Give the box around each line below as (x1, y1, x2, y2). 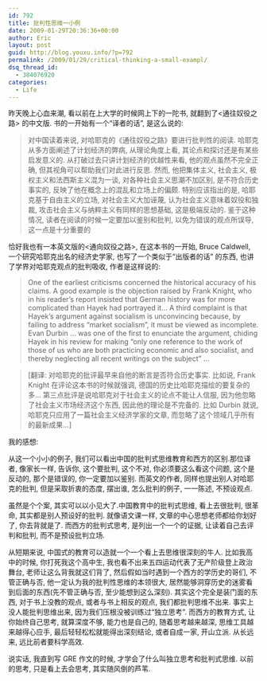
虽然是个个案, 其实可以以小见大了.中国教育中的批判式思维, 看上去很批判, (8, 501, 244, 511)
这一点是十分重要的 (27, 225, 91, 235)
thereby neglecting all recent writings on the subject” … (27, 354, 210, 363)
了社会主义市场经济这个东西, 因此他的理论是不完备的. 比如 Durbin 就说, (27, 400, 259, 410)
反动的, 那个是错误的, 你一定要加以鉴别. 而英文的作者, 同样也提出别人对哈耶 (8, 474, 254, 483)
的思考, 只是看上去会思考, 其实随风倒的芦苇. (8, 664, 151, 674)
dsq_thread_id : (8, 64, 59, 72)
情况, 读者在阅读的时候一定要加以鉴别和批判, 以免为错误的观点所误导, (27, 215, 254, 225)
